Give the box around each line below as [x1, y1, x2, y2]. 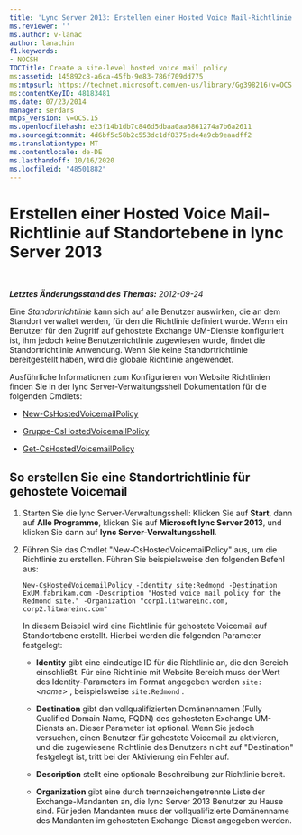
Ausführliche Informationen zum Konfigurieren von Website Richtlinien [9, 372, 270, 383]
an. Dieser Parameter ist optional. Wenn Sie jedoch [66, 723, 255, 734]
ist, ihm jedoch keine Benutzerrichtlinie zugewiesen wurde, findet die [9, 335, 266, 346]
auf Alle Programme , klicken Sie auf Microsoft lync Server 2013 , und [22, 517, 282, 528]
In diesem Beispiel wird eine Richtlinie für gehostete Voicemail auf [22, 620, 268, 632]
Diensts [35, 723, 65, 734]
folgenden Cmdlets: [9, 391, 83, 402]
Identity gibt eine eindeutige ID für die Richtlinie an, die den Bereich [35, 657, 288, 668]
